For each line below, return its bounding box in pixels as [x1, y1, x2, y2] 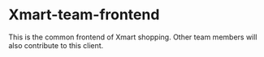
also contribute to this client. [8, 40, 104, 50]
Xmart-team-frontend [8, 6, 160, 24]
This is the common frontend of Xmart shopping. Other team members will [8, 32, 258, 42]
